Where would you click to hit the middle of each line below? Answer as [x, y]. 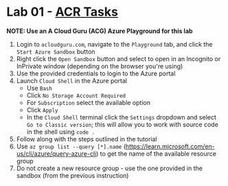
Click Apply [43, 110]
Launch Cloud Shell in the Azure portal [72, 80]
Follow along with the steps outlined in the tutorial [87, 139]
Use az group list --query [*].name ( [71, 146]
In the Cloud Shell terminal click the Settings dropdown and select [122, 117]
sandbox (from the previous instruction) [72, 175]
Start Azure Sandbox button [56, 51]
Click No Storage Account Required [76, 95]
